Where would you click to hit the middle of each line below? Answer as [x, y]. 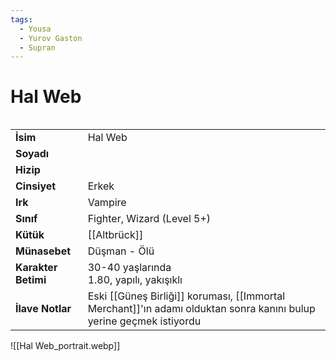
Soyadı [32, 154]
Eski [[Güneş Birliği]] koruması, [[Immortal [186, 296]
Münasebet [43, 251]
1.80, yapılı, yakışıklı [135, 280]
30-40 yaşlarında [129, 268]
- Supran [37, 47]
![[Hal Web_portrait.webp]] [65, 346]
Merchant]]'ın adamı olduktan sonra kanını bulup [201, 309]
